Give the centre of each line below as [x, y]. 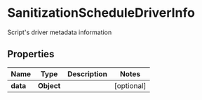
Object [49, 85]
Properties [31, 54]
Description [87, 73]
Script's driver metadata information [60, 32]
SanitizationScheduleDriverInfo [101, 13]
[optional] [130, 85]
